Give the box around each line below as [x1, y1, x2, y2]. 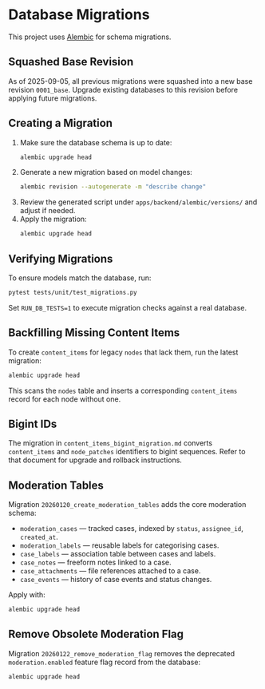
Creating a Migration [8, 117, 113, 130]
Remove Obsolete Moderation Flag [8, 628, 184, 641]
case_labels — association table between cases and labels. [19, 549, 216, 559]
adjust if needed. [19, 206, 76, 216]
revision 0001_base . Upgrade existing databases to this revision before [8, 85, 238, 94]
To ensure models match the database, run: [8, 273, 152, 283]
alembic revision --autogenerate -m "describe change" [19, 183, 207, 191]
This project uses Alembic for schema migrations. [8, 32, 172, 42]
